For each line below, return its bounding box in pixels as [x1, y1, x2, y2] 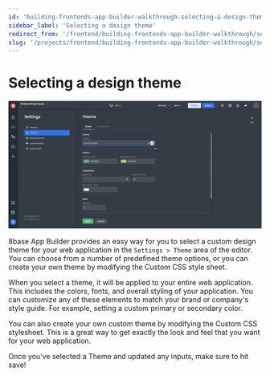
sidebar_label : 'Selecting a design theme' [8, 21, 157, 30]
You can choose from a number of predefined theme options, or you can [8, 254, 249, 264]
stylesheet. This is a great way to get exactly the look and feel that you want [8, 328, 260, 337]
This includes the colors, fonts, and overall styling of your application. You [8, 286, 254, 296]
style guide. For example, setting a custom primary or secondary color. [8, 304, 243, 313]
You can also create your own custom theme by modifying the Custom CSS [8, 319, 258, 329]
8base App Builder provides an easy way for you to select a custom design [8, 237, 256, 247]
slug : [8, 39, 27, 47]
